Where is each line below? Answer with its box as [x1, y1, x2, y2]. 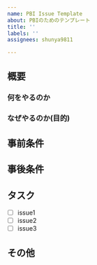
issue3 [17, 224, 37, 233]
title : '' [7, 23, 36, 30]
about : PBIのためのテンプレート [7, 17, 91, 24]
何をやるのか [7, 93, 51, 102]
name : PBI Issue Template [7, 10, 82, 18]
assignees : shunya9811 [7, 36, 73, 43]
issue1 [17, 208, 36, 217]
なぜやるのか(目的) [7, 114, 70, 123]
